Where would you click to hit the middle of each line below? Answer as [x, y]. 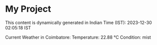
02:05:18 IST [18, 27]
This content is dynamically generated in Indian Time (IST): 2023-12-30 [78, 22]
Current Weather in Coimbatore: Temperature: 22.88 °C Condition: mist [78, 37]
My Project [28, 9]
